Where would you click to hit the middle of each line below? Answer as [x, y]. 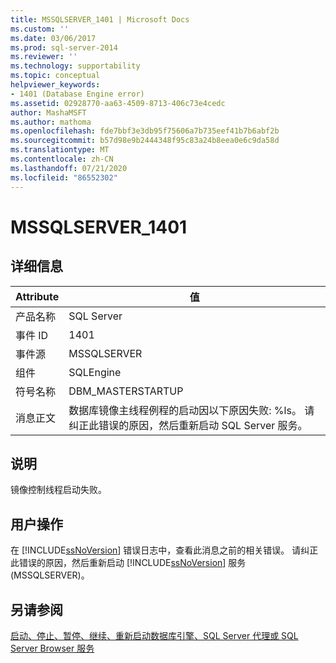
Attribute [37, 296]
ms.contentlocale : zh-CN [62, 159]
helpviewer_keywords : [55, 85]
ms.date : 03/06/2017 [53, 38]
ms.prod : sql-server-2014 [64, 47]
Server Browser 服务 [52, 648]
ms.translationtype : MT [60, 150]
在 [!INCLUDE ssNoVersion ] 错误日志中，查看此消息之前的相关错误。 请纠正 [164, 550]
